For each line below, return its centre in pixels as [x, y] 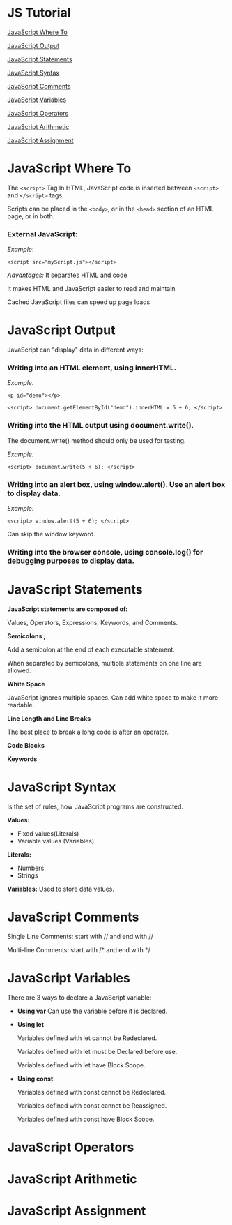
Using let [30, 1024]
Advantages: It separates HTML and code [67, 275]
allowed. [19, 670]
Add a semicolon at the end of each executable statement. [91, 649]
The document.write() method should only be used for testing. [96, 440]
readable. [21, 705]
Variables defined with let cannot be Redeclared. [87, 1038]
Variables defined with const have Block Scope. [86, 1119]
